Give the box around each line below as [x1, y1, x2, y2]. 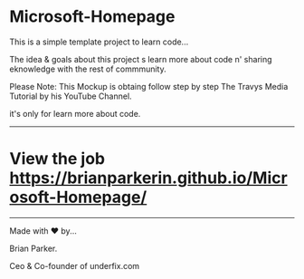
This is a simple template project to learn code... [9, 36, 189, 47]
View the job [9, 149, 106, 169]
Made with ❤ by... [9, 225, 77, 236]
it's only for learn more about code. [9, 108, 141, 119]
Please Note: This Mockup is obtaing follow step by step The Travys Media [9, 81, 289, 91]
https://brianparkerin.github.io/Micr [9, 168, 288, 188]
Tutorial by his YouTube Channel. [9, 91, 133, 101]
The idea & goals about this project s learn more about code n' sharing [9, 53, 273, 64]
